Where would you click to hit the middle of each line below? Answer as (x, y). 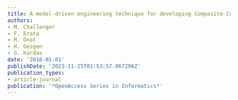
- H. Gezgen (25, 46)
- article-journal (34, 79)
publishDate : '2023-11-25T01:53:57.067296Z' (74, 66)
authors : (20, 20)
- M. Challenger (31, 27)
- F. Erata (23, 33)
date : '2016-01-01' (36, 60)
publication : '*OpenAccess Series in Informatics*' (85, 86)
